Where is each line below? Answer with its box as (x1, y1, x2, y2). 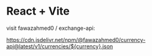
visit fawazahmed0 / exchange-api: (6, 24, 95, 32)
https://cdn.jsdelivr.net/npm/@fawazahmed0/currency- (6, 36, 146, 43)
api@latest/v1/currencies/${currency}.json (6, 43, 114, 50)
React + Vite (6, 4, 70, 18)
